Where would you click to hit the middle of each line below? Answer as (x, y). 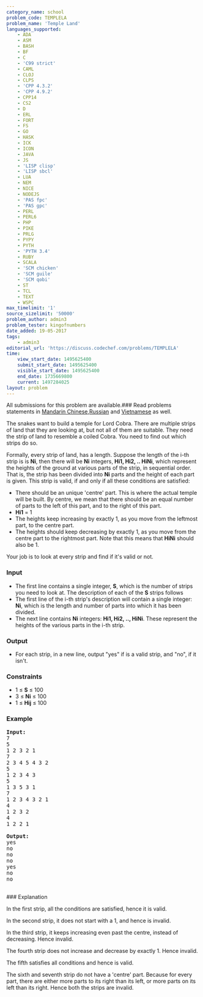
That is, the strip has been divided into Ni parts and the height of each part (100, 475)
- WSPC (26, 303)
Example (20, 719)
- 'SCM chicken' (38, 268)
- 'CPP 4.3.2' (35, 86)
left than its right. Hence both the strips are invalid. (70, 987)
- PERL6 (27, 217)
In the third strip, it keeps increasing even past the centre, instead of (92, 932)
